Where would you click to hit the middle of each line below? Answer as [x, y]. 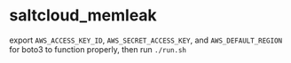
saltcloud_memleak [83, 16]
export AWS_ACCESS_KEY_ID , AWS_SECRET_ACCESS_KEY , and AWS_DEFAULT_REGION [145, 40]
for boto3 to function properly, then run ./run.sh [98, 49]
